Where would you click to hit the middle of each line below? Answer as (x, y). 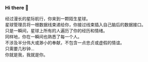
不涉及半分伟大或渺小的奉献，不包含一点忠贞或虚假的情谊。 (65, 43)
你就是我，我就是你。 (26, 55)
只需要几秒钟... (20, 49)
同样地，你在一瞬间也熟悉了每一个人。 (43, 37)
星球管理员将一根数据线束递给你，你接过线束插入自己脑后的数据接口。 (75, 25)
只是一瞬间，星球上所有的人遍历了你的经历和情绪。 (56, 31)
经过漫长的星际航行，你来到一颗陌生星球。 (48, 19)
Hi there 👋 (17, 8)
